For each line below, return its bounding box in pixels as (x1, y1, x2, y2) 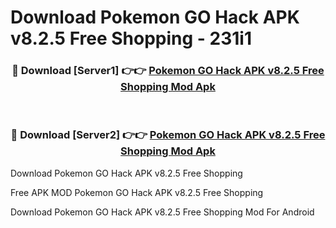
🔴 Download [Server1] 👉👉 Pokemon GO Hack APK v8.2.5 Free (11, 64, 325, 78)
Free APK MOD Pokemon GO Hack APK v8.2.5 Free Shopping (10, 186, 264, 198)
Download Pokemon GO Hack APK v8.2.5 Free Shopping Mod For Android (10, 206, 315, 218)
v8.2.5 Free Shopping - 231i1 (10, 27, 252, 50)
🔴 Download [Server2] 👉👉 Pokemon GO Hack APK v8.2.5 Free (10, 128, 326, 142)
